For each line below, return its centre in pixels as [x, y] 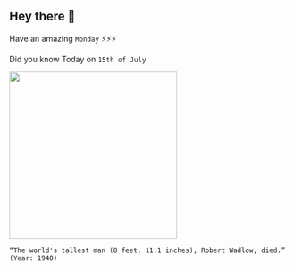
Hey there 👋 [42, 16]
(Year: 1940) [34, 258]
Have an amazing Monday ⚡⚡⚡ [63, 38]
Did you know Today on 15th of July [78, 59]
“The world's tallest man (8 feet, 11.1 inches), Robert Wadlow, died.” [147, 250]
